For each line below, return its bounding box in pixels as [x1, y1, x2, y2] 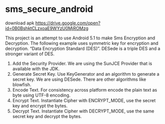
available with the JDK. [12, 66, 60, 72]
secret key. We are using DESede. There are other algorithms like [12, 76, 146, 82]
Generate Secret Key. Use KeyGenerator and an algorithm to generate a [12, 71, 160, 77]
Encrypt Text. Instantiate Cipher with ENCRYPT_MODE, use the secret [12, 97, 156, 103]
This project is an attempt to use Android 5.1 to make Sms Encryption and [5, 35, 156, 41]
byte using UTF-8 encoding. [12, 92, 71, 98]
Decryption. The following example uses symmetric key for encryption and [5, 40, 159, 46]
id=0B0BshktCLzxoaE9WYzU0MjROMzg [5, 25, 89, 31]
